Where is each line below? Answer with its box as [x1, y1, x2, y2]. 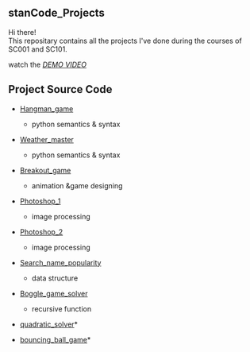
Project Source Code [8, 83, 113, 96]
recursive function [31, 304, 92, 313]
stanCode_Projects [8, 6, 106, 20]
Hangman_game [19, 103, 74, 114]
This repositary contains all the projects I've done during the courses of [8, 36, 242, 45]
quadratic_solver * [19, 319, 78, 329]
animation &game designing [31, 180, 123, 190]
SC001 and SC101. [8, 44, 67, 54]
